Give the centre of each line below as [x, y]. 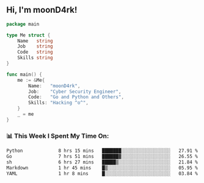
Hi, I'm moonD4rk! [42, 10]
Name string [35, 41]
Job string [35, 46]
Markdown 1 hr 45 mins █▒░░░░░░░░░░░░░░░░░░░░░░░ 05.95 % [102, 168]
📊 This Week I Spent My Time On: [58, 135]
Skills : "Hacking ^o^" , [58, 103]
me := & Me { [31, 80]
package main [23, 24]
